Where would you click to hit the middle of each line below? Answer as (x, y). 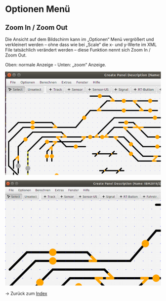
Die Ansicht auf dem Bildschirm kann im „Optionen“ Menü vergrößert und (80, 39)
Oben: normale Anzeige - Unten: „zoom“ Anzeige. (56, 65)
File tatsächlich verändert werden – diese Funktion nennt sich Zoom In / (78, 50)
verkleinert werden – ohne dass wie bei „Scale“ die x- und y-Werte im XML (81, 45)
